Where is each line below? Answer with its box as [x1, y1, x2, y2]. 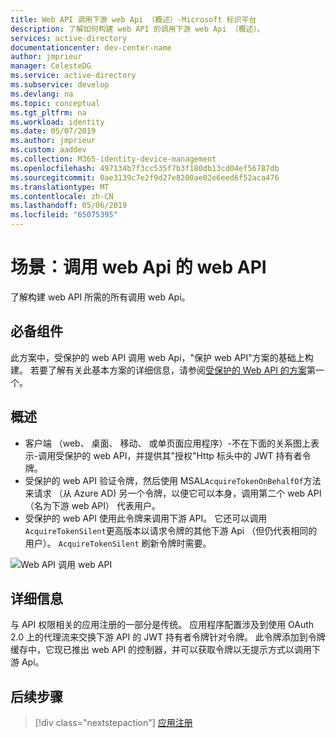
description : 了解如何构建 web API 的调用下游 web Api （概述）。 [10, 24, 265, 34]
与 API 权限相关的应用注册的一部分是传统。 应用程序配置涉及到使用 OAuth [10, 619, 315, 631]
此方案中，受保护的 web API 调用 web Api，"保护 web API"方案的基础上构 [10, 351, 314, 363]
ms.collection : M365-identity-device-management [10, 154, 217, 164]
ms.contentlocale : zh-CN [10, 191, 114, 201]
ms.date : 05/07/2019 [10, 126, 97, 136]
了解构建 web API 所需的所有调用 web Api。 [10, 291, 191, 303]
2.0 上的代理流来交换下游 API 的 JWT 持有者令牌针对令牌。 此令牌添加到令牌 [10, 631, 326, 643]
